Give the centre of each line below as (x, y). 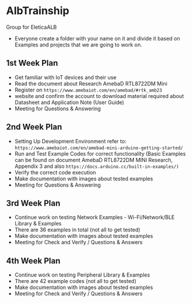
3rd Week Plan (33, 203)
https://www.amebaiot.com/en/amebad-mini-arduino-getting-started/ (99, 148)
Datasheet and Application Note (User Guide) (69, 102)
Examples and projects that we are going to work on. (78, 45)
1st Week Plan (32, 63)
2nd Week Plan (34, 127)
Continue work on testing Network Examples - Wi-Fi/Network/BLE (95, 217)
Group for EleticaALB (31, 27)
